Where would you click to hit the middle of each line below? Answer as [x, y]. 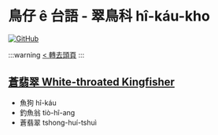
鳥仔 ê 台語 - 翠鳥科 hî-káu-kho [109, 16]
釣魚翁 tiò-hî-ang [47, 112]
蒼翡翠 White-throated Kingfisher [92, 82]
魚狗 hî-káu [38, 103]
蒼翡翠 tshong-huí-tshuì [58, 122]
